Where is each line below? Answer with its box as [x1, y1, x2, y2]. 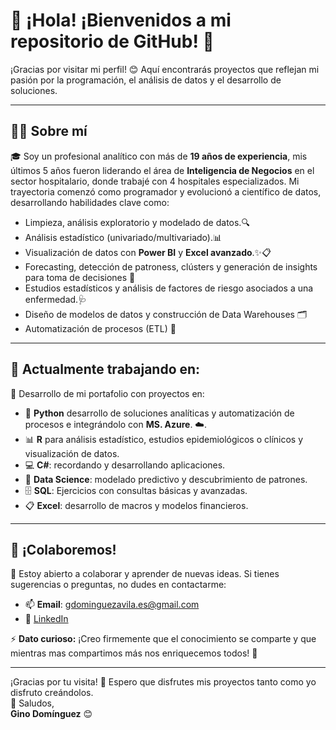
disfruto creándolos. [10, 687, 94, 699]
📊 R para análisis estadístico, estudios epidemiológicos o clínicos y [24, 433, 304, 445]
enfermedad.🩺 [24, 293, 88, 305]
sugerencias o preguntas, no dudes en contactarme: [10, 579, 227, 591]
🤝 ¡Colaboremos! [10, 541, 117, 558]
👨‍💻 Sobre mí [10, 123, 88, 140]
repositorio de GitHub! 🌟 [10, 30, 215, 53]
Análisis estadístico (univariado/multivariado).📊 [24, 231, 223, 243]
